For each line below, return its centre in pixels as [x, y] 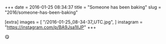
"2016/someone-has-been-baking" [41, 12]
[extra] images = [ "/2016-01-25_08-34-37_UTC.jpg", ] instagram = [74, 22]
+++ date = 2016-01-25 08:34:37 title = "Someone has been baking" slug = [83, 7]
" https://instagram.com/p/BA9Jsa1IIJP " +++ [50, 27]
